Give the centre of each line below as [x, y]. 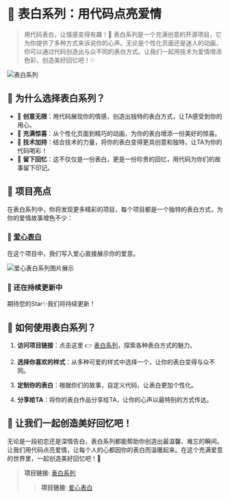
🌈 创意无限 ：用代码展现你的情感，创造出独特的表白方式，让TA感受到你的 [119, 116]
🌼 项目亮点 [29, 192]
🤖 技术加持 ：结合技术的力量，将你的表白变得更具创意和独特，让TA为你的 [119, 142]
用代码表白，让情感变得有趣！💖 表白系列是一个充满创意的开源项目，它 [123, 34]
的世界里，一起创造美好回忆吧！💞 [54, 458]
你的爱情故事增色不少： [40, 217]
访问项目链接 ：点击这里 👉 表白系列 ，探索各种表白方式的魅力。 [106, 345]
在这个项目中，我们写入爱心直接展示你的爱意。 [73, 253]
